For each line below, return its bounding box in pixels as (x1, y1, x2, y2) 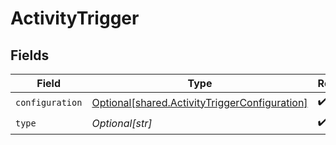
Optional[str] (91, 116, 153, 130)
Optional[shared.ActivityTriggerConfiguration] (91, 95, 308, 109)
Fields (10, 47, 50, 64)
